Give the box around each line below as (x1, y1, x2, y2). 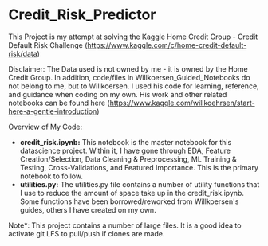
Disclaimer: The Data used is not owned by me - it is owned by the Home (8, 64, 249, 73)
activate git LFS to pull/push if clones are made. (8, 228, 165, 238)
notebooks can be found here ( (8, 98, 110, 107)
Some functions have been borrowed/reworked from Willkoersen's (19, 197, 239, 206)
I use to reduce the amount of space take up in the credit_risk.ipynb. (19, 188, 245, 197)
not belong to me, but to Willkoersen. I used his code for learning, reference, (8, 81, 259, 91)
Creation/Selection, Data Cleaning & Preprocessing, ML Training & (19, 154, 237, 164)
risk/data (8, 49, 37, 58)
